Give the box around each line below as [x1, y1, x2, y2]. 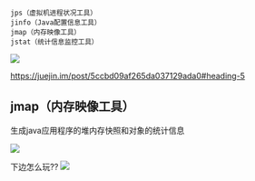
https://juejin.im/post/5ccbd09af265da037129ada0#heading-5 [10, 71, 246, 81]
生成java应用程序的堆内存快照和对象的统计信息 [10, 125, 185, 136]
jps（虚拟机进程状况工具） [10, 8, 98, 17]
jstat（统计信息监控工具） [10, 37, 99, 46]
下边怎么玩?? [10, 161, 59, 172]
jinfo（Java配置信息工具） [10, 18, 102, 27]
